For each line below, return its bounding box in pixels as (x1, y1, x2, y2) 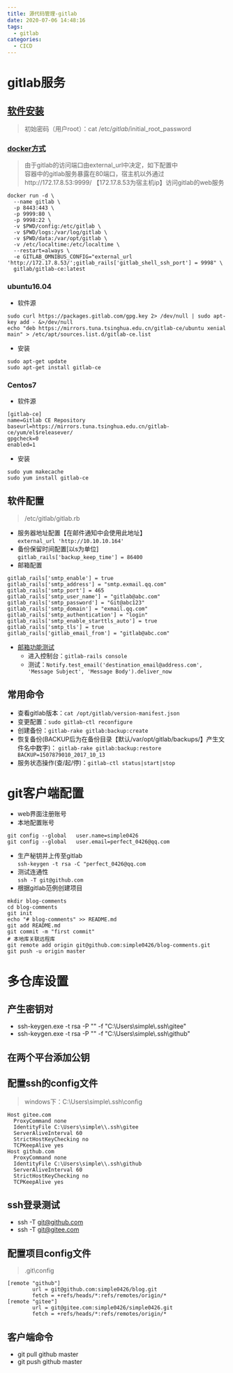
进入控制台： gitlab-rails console (27, 651, 128, 660)
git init (7, 910, 33, 917)
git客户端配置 (7, 785, 84, 801)
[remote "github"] (7, 1280, 61, 1287)
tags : (7, 23, 23, 30)
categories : (7, 36, 42, 43)
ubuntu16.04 (7, 282, 52, 292)
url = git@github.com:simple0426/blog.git (32, 1286, 158, 1293)
